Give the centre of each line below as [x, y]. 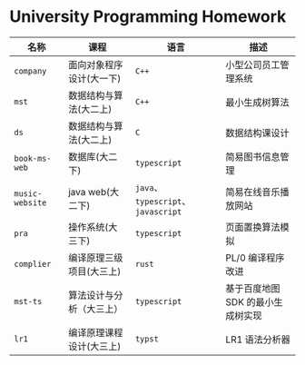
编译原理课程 [95, 332]
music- [28, 193]
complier [33, 264]
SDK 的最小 [250, 301]
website [30, 202]
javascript [158, 212]
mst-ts [28, 301]
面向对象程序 [95, 64]
